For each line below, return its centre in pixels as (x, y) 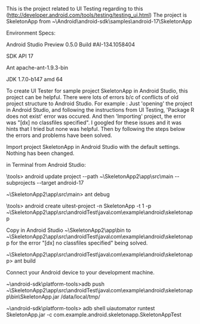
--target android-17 (60, 183)
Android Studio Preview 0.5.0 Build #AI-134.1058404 (71, 45)
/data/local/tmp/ (80, 297)
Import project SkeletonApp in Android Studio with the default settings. (93, 147)
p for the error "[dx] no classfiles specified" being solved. (77, 243)
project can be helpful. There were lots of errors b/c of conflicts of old (93, 97)
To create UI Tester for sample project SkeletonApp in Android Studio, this (97, 91)
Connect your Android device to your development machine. (81, 272)
